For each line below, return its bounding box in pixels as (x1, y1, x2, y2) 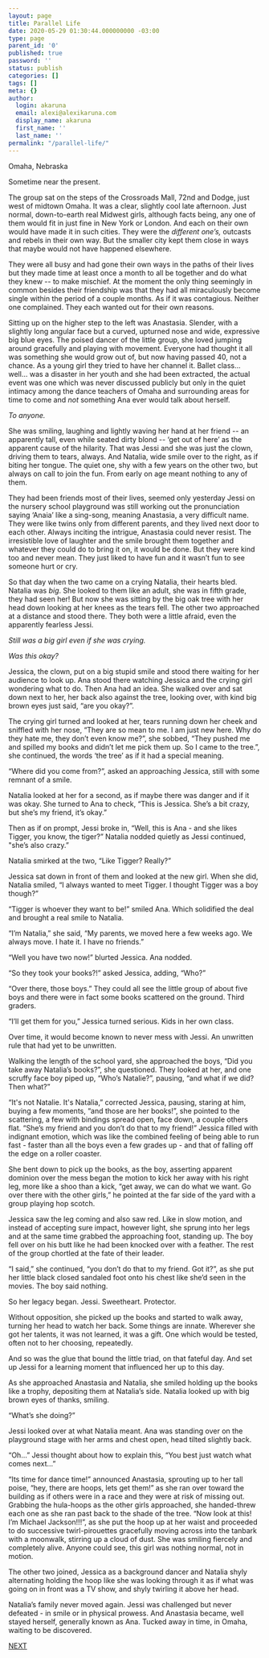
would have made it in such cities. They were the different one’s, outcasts (8, 226, 251, 236)
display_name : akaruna (15, 117, 92, 125)
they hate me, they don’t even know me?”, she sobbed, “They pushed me (8, 734, 251, 743)
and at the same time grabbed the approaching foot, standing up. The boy (8, 1231, 254, 1241)
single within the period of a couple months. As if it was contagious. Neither (8, 293, 259, 303)
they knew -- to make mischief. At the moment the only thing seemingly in (8, 276, 253, 286)
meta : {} (8, 86, 38, 95)
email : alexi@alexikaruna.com (15, 110, 116, 118)
